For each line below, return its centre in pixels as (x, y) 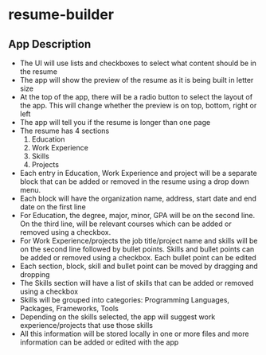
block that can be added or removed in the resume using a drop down (134, 181)
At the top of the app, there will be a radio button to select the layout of (136, 97)
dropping (35, 275)
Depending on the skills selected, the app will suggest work (117, 317)
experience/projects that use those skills (86, 325)
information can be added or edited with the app (99, 342)
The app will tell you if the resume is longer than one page (115, 122)
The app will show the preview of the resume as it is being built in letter (137, 80)
